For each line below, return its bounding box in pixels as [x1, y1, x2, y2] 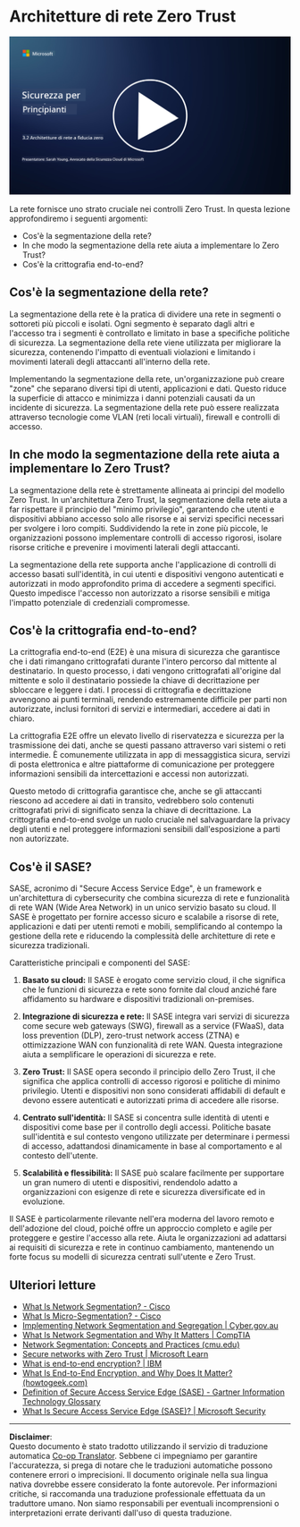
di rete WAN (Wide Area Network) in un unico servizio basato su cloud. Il [9, 902, 277, 913]
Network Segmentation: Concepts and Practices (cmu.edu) [21, 1339, 240, 1350]
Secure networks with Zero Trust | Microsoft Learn [21, 1349, 209, 1359]
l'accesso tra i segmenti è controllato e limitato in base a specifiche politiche [9, 327, 290, 338]
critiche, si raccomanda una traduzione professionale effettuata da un [9, 1489, 266, 1499]
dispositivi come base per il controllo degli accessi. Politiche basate [21, 1122, 271, 1133]
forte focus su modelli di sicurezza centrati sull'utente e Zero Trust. [9, 1251, 256, 1262]
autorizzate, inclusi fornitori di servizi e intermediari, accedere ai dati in [9, 704, 271, 715]
